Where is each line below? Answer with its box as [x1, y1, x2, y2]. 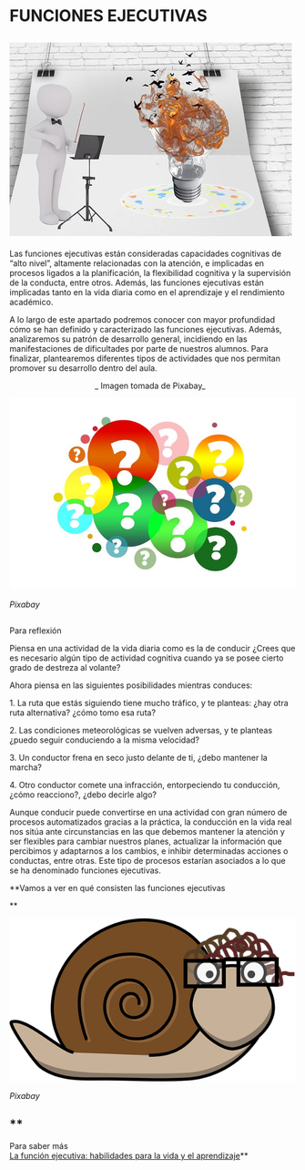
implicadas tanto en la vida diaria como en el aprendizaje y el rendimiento [9, 287, 285, 297]
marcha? [9, 762, 43, 773]
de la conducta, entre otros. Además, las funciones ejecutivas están [9, 277, 264, 288]
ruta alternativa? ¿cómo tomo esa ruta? [9, 707, 157, 718]
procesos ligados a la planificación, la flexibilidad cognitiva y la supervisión [9, 268, 291, 278]
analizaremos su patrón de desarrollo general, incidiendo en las [9, 334, 248, 344]
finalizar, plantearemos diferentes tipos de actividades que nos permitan [9, 353, 280, 364]
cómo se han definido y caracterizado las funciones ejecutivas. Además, [9, 324, 282, 334]
